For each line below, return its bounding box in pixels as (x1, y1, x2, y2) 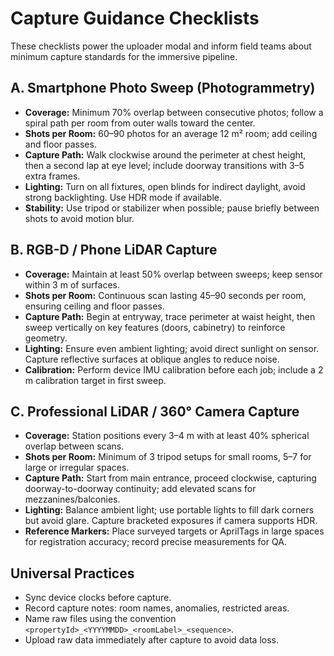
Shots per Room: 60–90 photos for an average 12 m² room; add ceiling (24, 127, 318, 139)
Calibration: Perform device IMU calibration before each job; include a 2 (24, 363, 324, 376)
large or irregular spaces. (24, 462, 130, 474)
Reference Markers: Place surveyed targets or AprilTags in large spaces (24, 525, 325, 537)
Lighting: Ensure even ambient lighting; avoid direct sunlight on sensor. (24, 342, 320, 354)
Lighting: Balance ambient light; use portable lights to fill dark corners (24, 504, 315, 516)
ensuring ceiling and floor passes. (24, 300, 165, 312)
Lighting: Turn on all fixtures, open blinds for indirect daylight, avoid (24, 180, 306, 192)
